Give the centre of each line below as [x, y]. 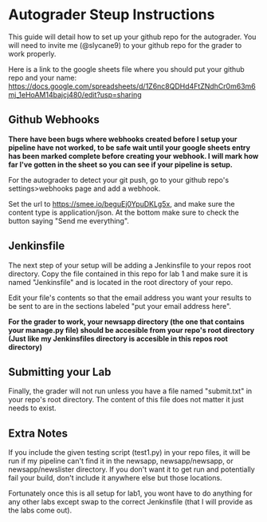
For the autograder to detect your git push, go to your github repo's [119, 180]
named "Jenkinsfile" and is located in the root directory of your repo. [121, 282]
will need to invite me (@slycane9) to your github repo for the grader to [125, 45]
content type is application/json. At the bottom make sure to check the [124, 212]
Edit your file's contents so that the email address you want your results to [130, 298]
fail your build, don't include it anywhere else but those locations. [115, 478]
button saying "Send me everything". [69, 220]
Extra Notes [38, 433]
